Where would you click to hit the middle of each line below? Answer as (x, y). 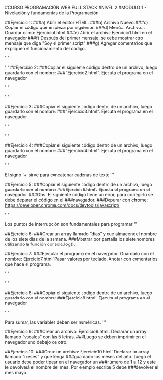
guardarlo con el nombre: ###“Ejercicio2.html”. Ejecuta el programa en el (79, 73)
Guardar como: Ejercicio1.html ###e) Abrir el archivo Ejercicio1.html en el (79, 33)
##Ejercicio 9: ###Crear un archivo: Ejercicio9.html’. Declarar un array (76, 332)
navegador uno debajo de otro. (36, 342)
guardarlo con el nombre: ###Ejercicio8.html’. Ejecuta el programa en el (78, 298)
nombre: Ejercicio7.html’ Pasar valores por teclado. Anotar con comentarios (81, 259)
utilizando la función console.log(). (40, 244)
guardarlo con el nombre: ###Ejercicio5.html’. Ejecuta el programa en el (78, 190)
